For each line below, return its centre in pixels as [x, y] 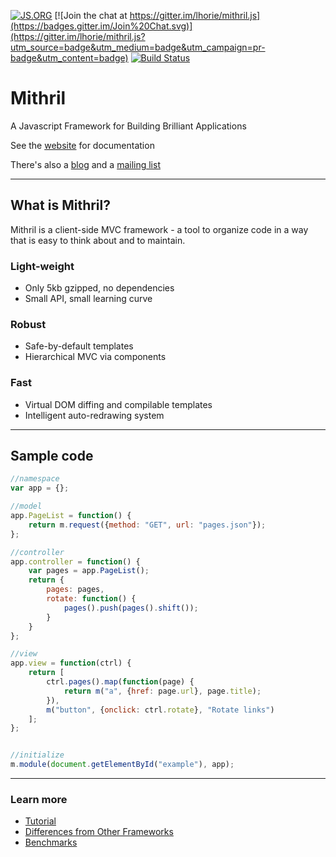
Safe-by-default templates [79, 346]
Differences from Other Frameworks [99, 832]
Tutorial [40, 821]
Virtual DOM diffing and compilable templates [118, 404]
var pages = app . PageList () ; [89, 571]
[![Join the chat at [91, 15]
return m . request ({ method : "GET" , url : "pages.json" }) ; [147, 525]
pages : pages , [75, 590]
